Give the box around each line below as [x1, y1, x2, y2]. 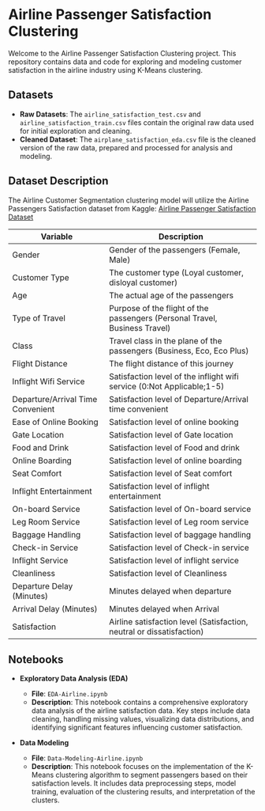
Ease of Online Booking [12, 416, 99, 427]
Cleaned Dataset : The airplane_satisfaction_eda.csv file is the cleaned [19, 135, 256, 144]
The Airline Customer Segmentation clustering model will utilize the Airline [8, 195, 250, 205]
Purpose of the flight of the [109, 302, 209, 313]
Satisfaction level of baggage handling [109, 529, 252, 540]
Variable [40, 231, 73, 242]
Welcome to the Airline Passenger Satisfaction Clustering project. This [8, 48, 237, 58]
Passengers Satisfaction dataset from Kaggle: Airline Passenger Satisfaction [8, 203, 256, 213]
